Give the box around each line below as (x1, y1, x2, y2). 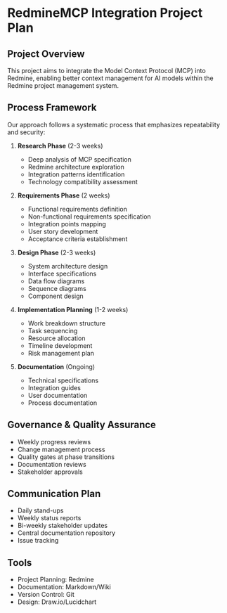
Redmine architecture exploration (27, 162, 124, 171)
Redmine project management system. (7, 82, 119, 89)
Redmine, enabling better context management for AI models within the (7, 74, 214, 82)
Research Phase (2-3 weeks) (17, 141, 103, 150)
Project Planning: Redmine (17, 575, 94, 584)
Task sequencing (27, 326, 78, 335)
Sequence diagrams (27, 284, 86, 292)
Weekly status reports (17, 514, 82, 522)
